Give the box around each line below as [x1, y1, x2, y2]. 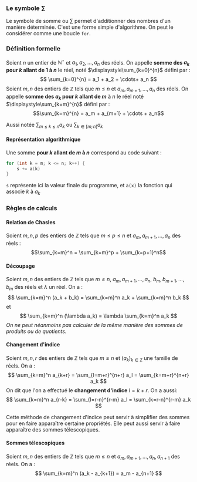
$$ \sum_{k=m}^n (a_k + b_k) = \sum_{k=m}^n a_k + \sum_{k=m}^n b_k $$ [8, 294, 189, 301]
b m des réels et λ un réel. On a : [6, 283, 83, 292]
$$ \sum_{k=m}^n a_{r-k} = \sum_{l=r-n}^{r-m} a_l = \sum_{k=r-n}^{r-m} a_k [6, 396, 191, 403]
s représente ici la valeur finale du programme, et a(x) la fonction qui [6, 182, 173, 189]
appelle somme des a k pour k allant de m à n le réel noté [6, 93, 144, 101]
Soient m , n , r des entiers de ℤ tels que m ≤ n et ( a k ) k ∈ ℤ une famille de [6, 354, 178, 363]
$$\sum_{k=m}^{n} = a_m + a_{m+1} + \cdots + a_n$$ [33, 110, 164, 117]
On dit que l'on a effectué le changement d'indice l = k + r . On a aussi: [6, 386, 178, 394]
